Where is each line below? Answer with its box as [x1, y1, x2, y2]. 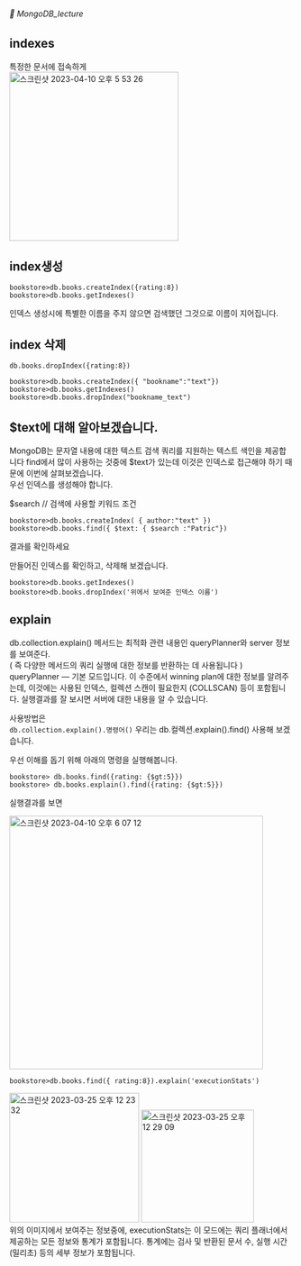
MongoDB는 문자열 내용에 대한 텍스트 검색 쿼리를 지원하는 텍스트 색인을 [9, 445, 263, 456]
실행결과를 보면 [9, 797, 63, 807]
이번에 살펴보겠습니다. [25, 468, 104, 478]
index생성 [9, 259, 63, 275]
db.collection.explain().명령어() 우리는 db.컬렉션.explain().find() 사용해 [9, 724, 274, 734]
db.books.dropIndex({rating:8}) [9, 361, 131, 370]
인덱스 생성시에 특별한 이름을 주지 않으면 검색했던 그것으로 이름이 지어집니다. [9, 308, 279, 319]
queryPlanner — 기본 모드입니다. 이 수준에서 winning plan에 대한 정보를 [9, 670, 266, 681]
